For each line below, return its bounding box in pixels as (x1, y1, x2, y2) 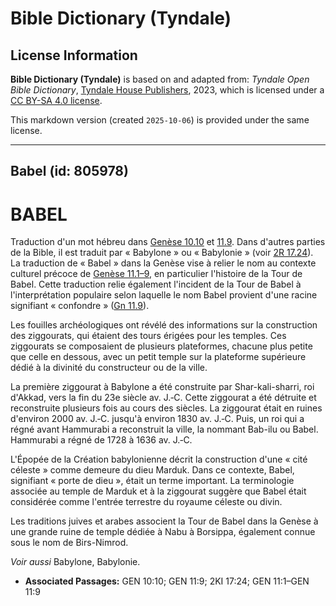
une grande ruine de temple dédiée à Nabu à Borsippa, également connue (10, 526, 316, 538)
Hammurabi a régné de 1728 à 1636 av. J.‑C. (10, 434, 193, 446)
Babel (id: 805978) (10, 163, 129, 180)
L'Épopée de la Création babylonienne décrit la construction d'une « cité (10, 453, 308, 466)
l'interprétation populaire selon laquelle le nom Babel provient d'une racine (10, 289, 318, 301)
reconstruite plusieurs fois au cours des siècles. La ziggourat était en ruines (10, 402, 323, 414)
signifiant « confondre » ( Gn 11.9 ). (10, 300, 150, 312)
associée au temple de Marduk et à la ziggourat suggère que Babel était (10, 485, 307, 497)
